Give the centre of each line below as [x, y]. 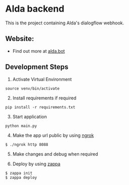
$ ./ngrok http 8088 [27, 144]
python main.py [21, 126]
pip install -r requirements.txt [40, 107]
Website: [20, 39]
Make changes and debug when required [55, 154]
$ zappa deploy [21, 177]
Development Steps [37, 67]
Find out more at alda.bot [39, 51]
